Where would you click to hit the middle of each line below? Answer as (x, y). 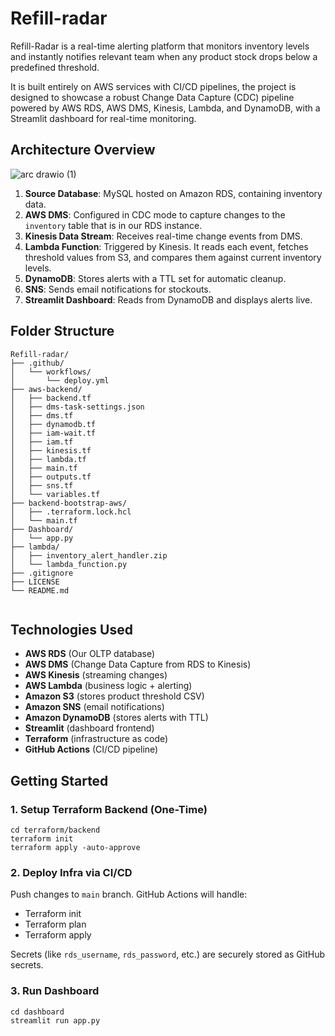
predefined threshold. (55, 67)
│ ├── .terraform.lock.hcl (71, 512)
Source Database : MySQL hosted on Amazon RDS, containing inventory (173, 193)
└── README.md (40, 590)
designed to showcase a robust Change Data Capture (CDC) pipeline (152, 97)
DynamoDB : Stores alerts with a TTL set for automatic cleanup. (155, 278)
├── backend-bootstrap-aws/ (69, 503)
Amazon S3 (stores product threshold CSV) (114, 696)
